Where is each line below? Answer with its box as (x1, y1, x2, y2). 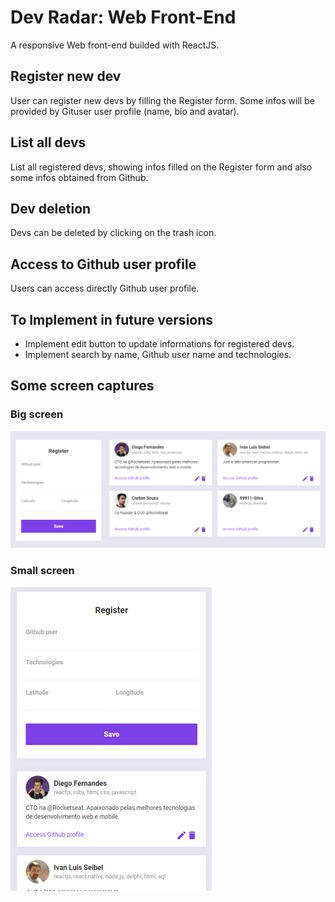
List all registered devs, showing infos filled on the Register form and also (10, 161, 313, 173)
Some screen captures (10, 377, 155, 395)
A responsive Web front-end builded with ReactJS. (10, 39, 220, 51)
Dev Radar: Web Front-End (10, 6, 237, 29)
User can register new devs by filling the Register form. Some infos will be (10, 94, 315, 106)
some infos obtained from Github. (10, 171, 149, 183)
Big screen (10, 407, 64, 421)
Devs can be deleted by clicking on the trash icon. (10, 227, 217, 239)
